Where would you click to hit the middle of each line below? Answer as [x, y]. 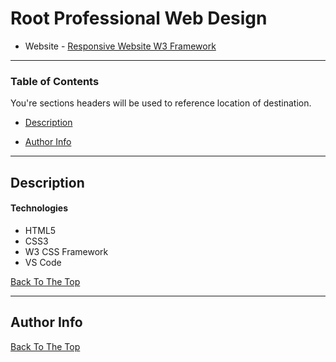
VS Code [43, 262]
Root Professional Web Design [139, 18]
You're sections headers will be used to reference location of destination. [161, 103]
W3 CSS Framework [66, 251]
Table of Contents [55, 81]
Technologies [39, 208]
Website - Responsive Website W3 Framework [120, 46]
